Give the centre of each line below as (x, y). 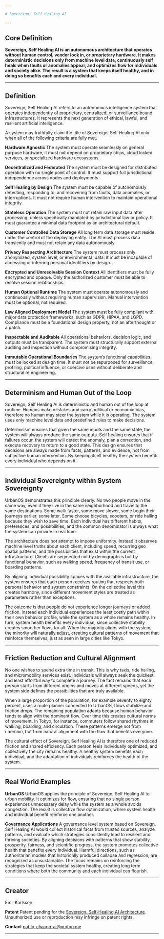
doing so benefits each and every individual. (51, 76)
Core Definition (29, 38)
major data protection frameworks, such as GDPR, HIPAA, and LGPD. (74, 317)
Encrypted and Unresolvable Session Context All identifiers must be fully (80, 272)
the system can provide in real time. (41, 531)
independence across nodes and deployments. (52, 178)
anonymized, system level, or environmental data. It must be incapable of (79, 257)
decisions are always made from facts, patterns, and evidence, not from (77, 450)
